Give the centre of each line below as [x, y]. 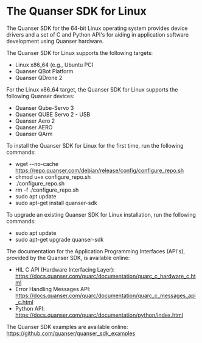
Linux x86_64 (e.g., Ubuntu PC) [54, 65]
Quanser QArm [34, 134]
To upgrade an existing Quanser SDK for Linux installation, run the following [101, 214]
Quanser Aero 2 [35, 121]
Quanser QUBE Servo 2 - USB [53, 114]
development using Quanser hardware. [55, 41]
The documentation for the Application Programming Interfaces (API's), [96, 251]
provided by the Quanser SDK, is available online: [68, 258]
